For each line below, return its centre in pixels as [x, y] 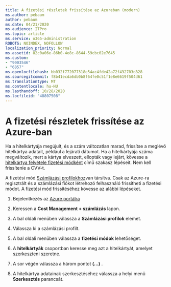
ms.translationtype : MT [31, 81]
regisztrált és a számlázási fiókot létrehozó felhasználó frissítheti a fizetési [83, 183]
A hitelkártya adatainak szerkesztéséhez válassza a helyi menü [79, 274]
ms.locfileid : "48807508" [33, 96]
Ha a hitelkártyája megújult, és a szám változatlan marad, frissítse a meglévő [86, 146]
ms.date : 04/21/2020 [27, 24]
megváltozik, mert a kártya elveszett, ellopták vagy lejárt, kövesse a [77, 157]
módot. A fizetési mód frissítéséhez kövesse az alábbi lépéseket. [73, 189]
